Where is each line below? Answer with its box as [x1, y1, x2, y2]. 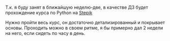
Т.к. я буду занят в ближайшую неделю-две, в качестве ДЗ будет [5, 5, 149, 10]
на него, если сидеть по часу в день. [5, 30, 86, 36]
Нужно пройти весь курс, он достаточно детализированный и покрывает [5, 20, 165, 25]
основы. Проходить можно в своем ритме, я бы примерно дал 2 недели [5, 25, 163, 31]
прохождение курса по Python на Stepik [5, 10, 93, 16]
